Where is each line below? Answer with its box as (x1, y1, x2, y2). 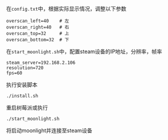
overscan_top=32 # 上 (6, 31, 69, 37)
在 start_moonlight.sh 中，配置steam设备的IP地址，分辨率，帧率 (6, 48, 162, 55)
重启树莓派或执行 (6, 104, 48, 111)
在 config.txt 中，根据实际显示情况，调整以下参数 (6, 5, 126, 12)
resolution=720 (6, 65, 44, 71)
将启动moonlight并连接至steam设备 (6, 127, 93, 134)
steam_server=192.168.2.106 (6, 60, 76, 66)
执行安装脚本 (6, 82, 37, 88)
